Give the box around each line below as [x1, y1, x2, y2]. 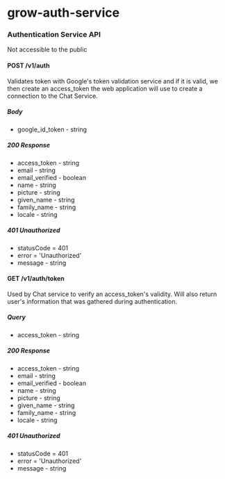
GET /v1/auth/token [7, 275, 65, 283]
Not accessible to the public [7, 45, 87, 54]
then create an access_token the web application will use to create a [7, 84, 203, 92]
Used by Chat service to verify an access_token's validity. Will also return [7, 290, 217, 298]
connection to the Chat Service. [7, 92, 99, 100]
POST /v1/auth [7, 61, 50, 70]
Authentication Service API [7, 30, 101, 40]
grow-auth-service [7, 5, 120, 21]
